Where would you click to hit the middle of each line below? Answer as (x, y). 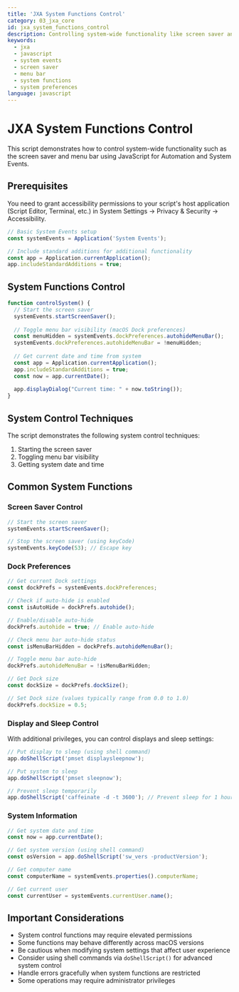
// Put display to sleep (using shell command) (79, 752)
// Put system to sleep (43, 771)
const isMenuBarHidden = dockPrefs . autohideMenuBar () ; (90, 647)
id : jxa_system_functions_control (59, 27)
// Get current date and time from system (78, 356)
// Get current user (38, 889)
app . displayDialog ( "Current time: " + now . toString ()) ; (98, 390)
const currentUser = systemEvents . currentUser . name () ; (90, 896)
